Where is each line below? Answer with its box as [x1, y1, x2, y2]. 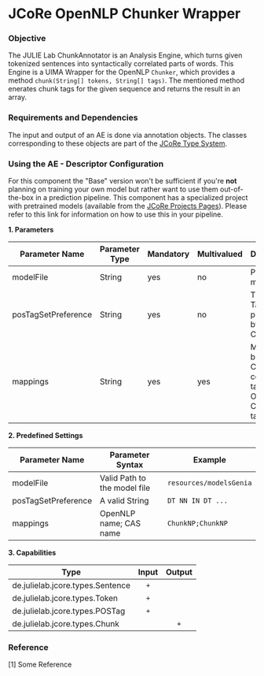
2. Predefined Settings [8, 431, 83, 440]
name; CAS [99, 518, 141, 529]
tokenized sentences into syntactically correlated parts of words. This [8, 59, 234, 69]
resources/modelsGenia [167, 478, 252, 488]
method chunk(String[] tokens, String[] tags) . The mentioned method [8, 76, 245, 85]
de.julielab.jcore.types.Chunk [12, 618, 120, 630]
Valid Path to [99, 473, 147, 484]
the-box [8, 193, 34, 202]
